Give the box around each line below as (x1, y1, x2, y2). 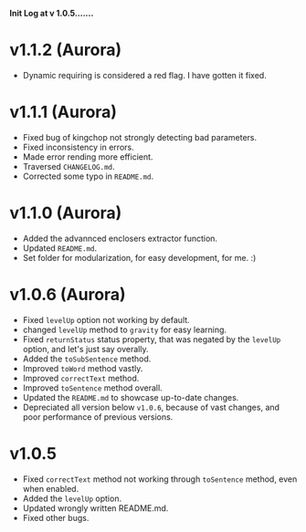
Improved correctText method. (22, 372, 140, 383)
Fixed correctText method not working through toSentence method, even (22, 474, 298, 485)
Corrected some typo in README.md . (22, 171, 154, 182)
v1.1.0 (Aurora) (9, 203, 122, 224)
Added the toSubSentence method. (22, 353, 152, 364)
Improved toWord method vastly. (22, 362, 143, 373)
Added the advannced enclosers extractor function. (22, 233, 217, 244)
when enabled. (22, 483, 79, 494)
